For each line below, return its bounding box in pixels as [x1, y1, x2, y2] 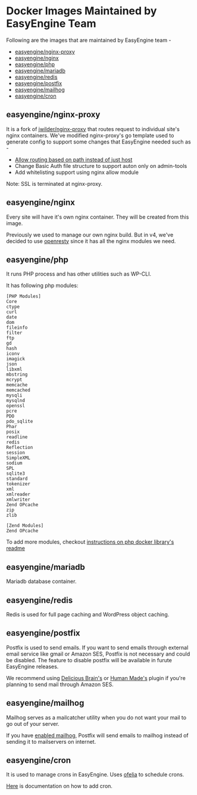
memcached [6, 387, 31, 394]
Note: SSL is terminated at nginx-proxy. [6, 180, 103, 187]
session [6, 450, 26, 456]
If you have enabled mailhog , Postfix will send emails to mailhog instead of [6, 731, 189, 739]
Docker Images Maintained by [6, 4, 157, 18]
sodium [6, 460, 23, 466]
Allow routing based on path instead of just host [14, 156, 133, 163]
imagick [6, 356, 26, 362]
